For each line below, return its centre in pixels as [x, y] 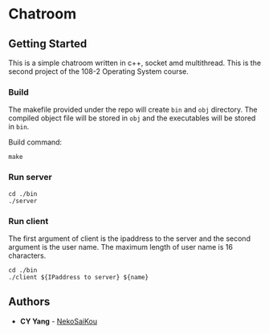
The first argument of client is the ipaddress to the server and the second [130, 238]
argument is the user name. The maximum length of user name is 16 [120, 246]
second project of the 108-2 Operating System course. [98, 71]
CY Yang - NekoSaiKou [59, 321]
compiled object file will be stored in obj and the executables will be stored [132, 118]
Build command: [35, 142]
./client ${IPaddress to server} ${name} [79, 277]
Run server [30, 177]
